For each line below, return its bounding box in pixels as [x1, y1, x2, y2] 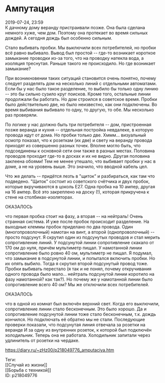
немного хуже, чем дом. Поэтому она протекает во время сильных [5, 30, 148, 36]
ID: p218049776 [5, 372, 38, 378]
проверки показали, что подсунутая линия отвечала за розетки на [5, 322, 146, 328]
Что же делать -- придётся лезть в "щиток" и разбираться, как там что [5, 173, 155, 179]
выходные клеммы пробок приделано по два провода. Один [5, 223, 133, 230]
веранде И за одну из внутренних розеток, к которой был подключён [5, 327, 152, 333]
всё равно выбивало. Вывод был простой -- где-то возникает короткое [5, 50, 156, 56]
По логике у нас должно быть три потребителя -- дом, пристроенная [5, 122, 152, 128]
